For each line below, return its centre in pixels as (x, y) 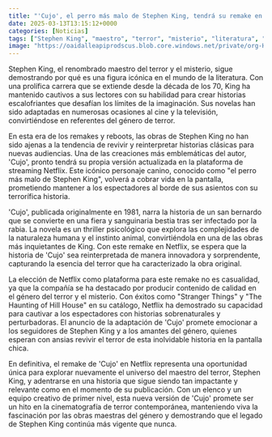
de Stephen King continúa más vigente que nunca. (93, 424)
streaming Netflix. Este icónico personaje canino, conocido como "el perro (132, 171)
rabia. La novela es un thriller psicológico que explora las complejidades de (134, 229)
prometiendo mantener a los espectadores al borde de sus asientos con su (133, 188)
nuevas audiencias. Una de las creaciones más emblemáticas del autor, (127, 154)
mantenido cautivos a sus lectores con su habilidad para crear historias (127, 95)
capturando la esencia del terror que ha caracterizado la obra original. (125, 264)
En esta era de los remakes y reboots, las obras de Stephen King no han (129, 136)
